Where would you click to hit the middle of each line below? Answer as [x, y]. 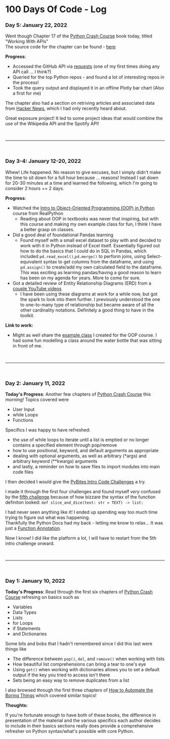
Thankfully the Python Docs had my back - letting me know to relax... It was [84, 523]
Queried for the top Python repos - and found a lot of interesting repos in [88, 77]
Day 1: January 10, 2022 [35, 581]
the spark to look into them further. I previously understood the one [90, 299]
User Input [24, 409]
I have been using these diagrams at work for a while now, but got [89, 294]
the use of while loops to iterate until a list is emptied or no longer [81, 440]
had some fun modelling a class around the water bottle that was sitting [87, 340]
